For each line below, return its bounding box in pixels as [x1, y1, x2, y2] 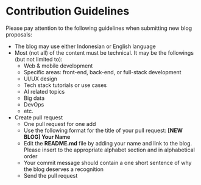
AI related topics [23, 88, 65, 95]
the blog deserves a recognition [23, 166, 104, 173]
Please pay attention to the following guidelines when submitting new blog [5, 24, 192, 32]
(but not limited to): [14, 55, 63, 63]
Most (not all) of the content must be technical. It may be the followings [14, 49, 194, 56]
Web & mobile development [23, 62, 93, 69]
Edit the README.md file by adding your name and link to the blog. [23, 139, 192, 147]
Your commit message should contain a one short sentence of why [23, 159, 192, 166]
